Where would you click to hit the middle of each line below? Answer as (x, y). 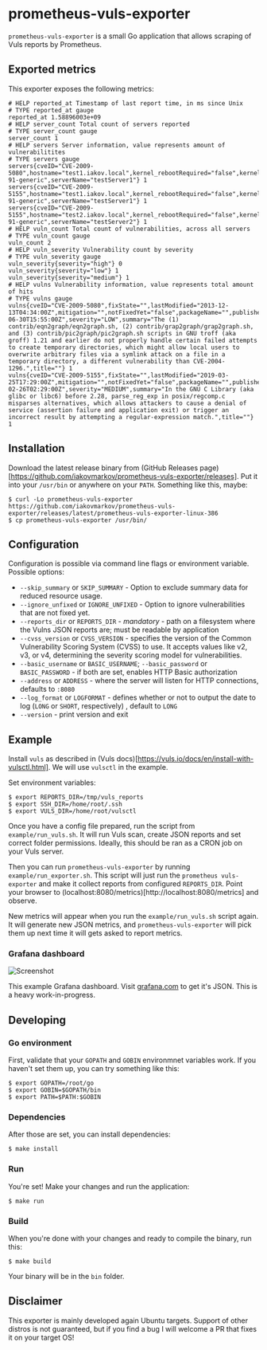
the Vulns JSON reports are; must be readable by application (119, 630)
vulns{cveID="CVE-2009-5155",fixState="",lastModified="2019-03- (118, 375)
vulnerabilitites (37, 152)
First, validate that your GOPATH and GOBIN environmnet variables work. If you (132, 1060)
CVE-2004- (209, 361)
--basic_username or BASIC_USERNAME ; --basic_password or (114, 664)
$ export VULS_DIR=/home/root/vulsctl (72, 811)
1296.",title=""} (37, 368)
